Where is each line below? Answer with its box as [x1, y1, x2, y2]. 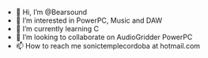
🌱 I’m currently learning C [15, 24, 100, 33]
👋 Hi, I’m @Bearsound [15, 8, 88, 16]
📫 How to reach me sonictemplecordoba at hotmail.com [15, 42, 200, 50]
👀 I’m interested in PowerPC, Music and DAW [15, 16, 163, 25]
